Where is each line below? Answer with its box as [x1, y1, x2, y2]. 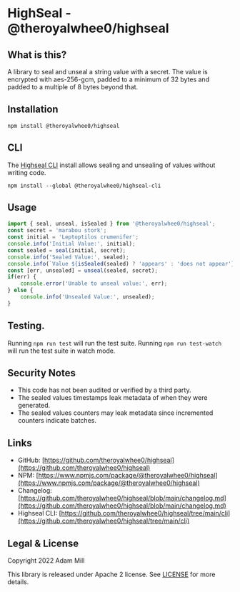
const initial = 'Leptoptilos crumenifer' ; [7, 234, 139, 241]
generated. [17, 401, 51, 410]
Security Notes [7, 367, 76, 379]
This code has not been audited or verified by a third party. [17, 386, 191, 394]
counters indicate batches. [17, 416, 96, 425]
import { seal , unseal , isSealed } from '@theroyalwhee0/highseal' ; [7, 220, 216, 228]
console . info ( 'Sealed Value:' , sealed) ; [7, 254, 130, 261]
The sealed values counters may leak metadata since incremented [17, 408, 214, 417]
